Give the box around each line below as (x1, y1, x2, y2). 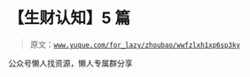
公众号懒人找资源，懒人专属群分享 (8, 58, 133, 68)
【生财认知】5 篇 (8, 8, 131, 28)
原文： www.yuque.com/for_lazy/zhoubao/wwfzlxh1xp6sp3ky (29, 39, 241, 50)
